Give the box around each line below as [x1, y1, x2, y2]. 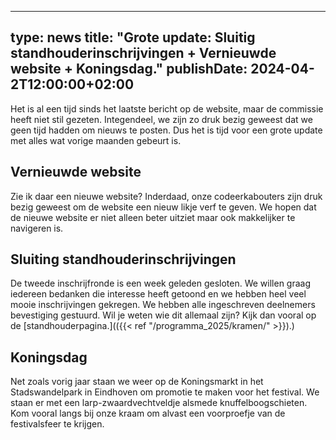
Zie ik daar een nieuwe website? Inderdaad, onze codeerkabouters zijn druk [10, 190, 323, 202]
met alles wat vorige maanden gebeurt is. [10, 134, 182, 146]
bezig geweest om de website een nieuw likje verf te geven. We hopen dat [10, 201, 317, 213]
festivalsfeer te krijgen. [10, 418, 105, 430]
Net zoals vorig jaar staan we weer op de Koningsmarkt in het [10, 376, 264, 388]
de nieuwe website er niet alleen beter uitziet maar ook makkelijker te [10, 211, 296, 223]
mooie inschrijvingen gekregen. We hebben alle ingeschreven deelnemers [10, 299, 316, 311]
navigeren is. [10, 222, 64, 234]
